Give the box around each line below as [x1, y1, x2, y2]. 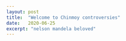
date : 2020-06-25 [6, 20, 56, 26]
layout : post [6, 8, 39, 15]
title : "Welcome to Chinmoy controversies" [6, 14, 121, 20]
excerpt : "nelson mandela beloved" [6, 25, 96, 32]
